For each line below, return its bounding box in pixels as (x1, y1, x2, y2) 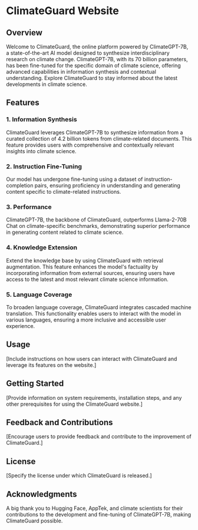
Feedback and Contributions (6, 417, 113, 428)
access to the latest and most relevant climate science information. (6, 276, 169, 283)
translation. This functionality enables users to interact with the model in (6, 310, 181, 317)
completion (6, 181, 34, 189)
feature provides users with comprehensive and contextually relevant (6, 141, 174, 148)
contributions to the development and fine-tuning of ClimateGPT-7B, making (6, 511, 192, 518)
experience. (6, 322, 35, 329)
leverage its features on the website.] (6, 361, 97, 369)
